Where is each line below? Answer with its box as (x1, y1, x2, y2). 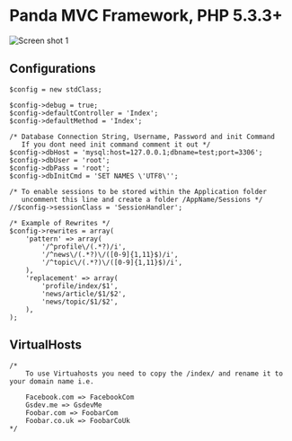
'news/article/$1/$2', (41, 289, 127, 298)
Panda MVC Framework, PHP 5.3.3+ (9, 5, 283, 26)
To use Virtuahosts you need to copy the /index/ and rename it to (25, 369, 283, 378)
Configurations (9, 61, 96, 76)
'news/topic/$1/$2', (41, 297, 119, 306)
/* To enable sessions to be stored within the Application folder (9, 187, 268, 196)
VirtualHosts (9, 338, 83, 353)
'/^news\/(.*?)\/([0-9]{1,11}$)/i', (41, 250, 179, 259)
